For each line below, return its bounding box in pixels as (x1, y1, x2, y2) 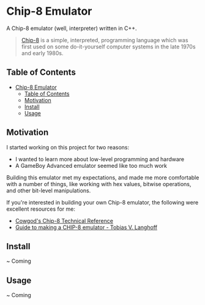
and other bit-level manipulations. (6, 187, 91, 194)
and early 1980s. (21, 49, 64, 56)
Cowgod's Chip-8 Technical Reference (15, 217, 113, 224)
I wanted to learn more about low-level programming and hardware (15, 155, 185, 163)
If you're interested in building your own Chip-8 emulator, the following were (6, 198, 199, 206)
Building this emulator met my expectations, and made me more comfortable (6, 173, 199, 181)
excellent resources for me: (6, 205, 75, 213)
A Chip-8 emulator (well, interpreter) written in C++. (6, 24, 137, 32)
